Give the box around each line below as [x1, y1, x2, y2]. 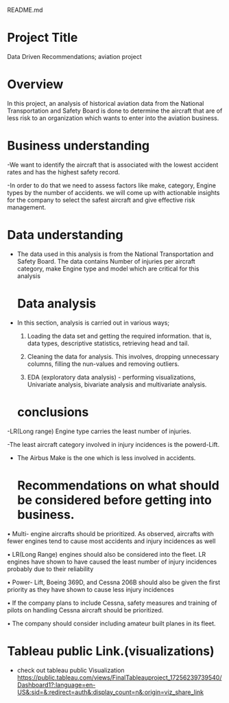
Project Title [7, 30, 78, 45]
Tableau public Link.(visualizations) [7, 643, 215, 658]
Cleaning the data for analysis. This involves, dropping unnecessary [27, 352, 219, 360]
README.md [7, 6, 43, 14]
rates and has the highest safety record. [7, 168, 120, 176]
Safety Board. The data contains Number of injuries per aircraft [16, 257, 195, 265]
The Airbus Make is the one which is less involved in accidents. [16, 453, 196, 462]
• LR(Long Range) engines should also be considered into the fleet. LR [7, 550, 206, 558]
